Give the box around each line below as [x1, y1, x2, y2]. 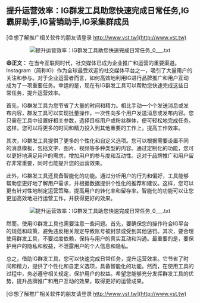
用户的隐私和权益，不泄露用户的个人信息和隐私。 [11, 242, 132, 249]
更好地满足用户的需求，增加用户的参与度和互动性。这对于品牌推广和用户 [11, 152, 189, 159]
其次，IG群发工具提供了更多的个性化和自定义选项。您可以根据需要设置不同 [6, 137, 189, 144]
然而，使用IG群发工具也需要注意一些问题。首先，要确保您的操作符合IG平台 [6, 220, 189, 227]
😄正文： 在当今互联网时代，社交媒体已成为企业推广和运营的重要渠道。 [6, 59, 180, 66]
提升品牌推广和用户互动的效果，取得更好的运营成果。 [16, 277, 147, 284]
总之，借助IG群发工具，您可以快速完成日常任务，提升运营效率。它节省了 [6, 255, 184, 262]
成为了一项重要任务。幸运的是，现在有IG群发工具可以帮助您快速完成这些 [6, 81, 184, 88]
